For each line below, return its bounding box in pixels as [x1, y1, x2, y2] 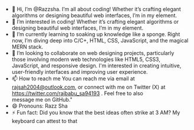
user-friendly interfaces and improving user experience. [11, 69, 148, 75]
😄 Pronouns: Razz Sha [11, 102, 68, 109]
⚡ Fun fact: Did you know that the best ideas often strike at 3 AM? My [11, 109, 180, 116]
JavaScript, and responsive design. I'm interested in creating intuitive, [11, 62, 182, 69]
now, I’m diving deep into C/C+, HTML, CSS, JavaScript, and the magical [11, 37, 189, 44]
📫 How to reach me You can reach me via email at [11, 75, 135, 82]
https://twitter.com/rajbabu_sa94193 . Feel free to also [11, 90, 143, 97]
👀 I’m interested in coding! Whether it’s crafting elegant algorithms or [11, 18, 179, 25]
